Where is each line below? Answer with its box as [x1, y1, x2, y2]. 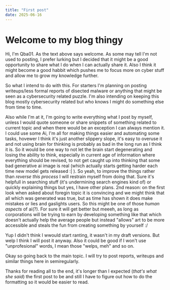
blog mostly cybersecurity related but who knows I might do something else [5, 99, 164, 105]
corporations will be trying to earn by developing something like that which [5, 212, 161, 218]
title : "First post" [5, 7, 49, 13]
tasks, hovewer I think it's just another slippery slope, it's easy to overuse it [5, 136, 162, 142]
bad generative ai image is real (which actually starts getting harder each [5, 163, 158, 169]
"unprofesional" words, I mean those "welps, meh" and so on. [5, 243, 134, 249]
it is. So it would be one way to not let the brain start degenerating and [5, 146, 152, 153]
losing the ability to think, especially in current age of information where [5, 152, 156, 158]
